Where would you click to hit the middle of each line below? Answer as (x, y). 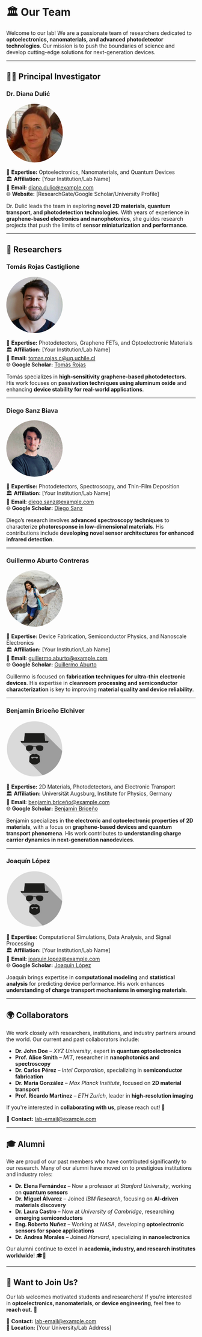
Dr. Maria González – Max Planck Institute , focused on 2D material (98, 1083)
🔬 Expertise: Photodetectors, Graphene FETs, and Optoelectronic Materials (99, 343)
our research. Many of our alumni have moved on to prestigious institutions (99, 1168)
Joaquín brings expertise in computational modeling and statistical (91, 977)
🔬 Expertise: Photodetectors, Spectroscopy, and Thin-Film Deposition (93, 486)
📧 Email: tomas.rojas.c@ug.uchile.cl (51, 358)
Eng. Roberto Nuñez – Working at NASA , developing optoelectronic (99, 1225)
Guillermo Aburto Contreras (47, 561)
